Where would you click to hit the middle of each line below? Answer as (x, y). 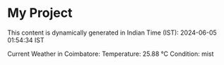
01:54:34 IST (26, 40)
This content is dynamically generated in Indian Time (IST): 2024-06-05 (112, 32)
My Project (40, 13)
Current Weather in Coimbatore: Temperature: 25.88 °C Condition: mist (111, 54)
